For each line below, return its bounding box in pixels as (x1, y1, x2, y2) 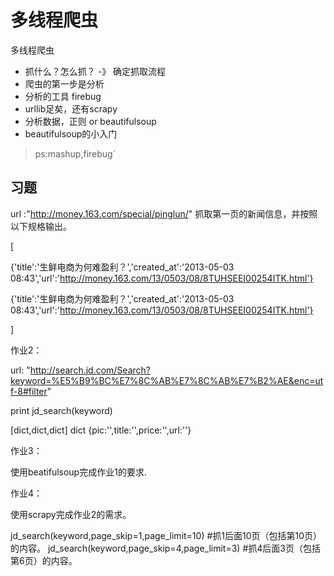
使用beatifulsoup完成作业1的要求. (10, 466, 147, 478)
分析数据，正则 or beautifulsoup (24, 115, 157, 127)
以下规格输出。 (10, 220, 72, 232)
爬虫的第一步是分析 (24, 77, 105, 90)
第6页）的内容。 (10, 554, 78, 566)
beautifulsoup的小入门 (24, 127, 118, 140)
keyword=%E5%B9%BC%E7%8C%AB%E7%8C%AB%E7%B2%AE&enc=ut (10, 374, 324, 386)
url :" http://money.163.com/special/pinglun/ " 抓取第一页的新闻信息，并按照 (10, 207, 318, 220)
